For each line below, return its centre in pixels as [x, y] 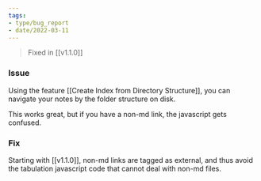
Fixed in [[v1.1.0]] [55, 53]
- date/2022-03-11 [38, 30]
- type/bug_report [38, 23]
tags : [17, 15]
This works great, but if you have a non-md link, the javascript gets [118, 114]
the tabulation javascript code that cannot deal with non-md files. [115, 168]
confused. [25, 123]
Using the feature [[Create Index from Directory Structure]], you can [119, 90]
